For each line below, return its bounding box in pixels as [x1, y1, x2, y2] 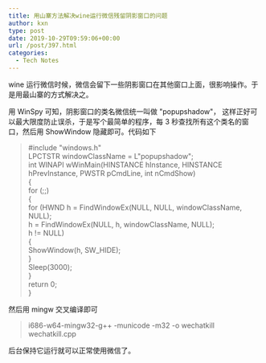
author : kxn [8, 19, 48, 27]
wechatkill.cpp [27, 328, 76, 338]
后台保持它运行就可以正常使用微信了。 [8, 345, 135, 355]
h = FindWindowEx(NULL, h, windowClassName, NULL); [27, 219, 215, 229]
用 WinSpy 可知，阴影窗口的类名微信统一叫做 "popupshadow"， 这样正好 [8, 106, 251, 116]
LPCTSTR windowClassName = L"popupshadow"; [27, 151, 194, 161]
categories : [8, 49, 48, 57]
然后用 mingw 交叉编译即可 [8, 304, 98, 314]
